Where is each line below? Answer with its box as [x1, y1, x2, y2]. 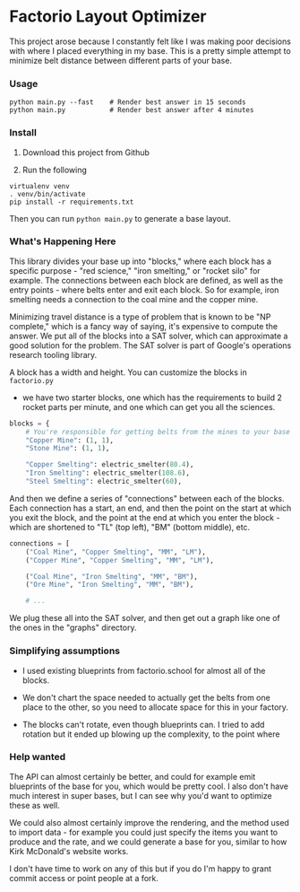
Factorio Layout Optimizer [9, 6, 207, 27]
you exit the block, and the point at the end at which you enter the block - [9, 512, 280, 522]
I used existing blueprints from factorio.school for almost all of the [21, 665, 266, 676]
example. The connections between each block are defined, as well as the [9, 275, 284, 285]
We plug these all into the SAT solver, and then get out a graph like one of [9, 613, 280, 624]
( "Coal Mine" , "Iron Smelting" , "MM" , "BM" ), [25, 572, 199, 581]
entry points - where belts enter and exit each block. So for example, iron [9, 284, 279, 295]
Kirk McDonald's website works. [9, 845, 129, 856]
